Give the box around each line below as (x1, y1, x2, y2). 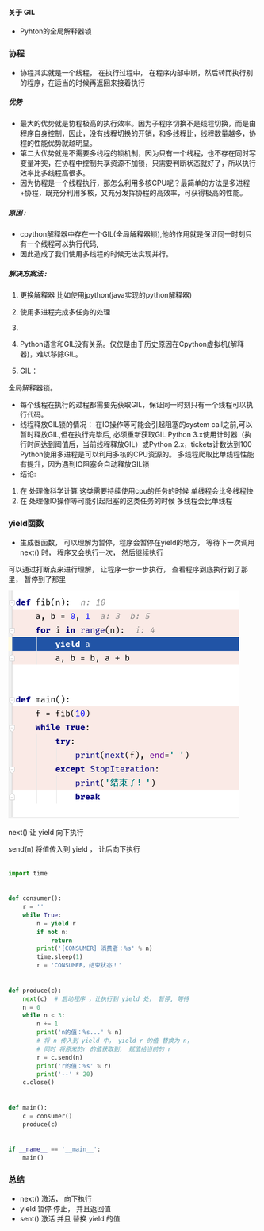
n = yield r (36, 919, 77, 928)
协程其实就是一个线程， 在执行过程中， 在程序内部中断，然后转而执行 (19, 67, 247, 77)
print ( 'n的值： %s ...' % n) (36, 1029, 123, 1037)
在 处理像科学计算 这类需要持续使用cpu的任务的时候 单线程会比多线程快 (19, 487, 254, 496)
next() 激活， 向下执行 (19, 1194, 93, 1203)
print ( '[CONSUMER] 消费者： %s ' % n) (36, 944, 153, 952)
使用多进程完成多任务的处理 (19, 307, 111, 317)
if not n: (36, 928, 69, 936)
